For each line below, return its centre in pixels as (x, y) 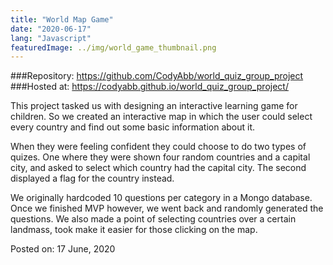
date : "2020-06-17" (51, 29)
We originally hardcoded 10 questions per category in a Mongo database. (161, 198)
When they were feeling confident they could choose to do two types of (158, 147)
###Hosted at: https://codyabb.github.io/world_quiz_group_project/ (149, 87)
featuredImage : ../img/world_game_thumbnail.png (113, 47)
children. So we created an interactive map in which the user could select (161, 117)
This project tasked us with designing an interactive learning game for (154, 106)
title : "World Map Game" (62, 19)
